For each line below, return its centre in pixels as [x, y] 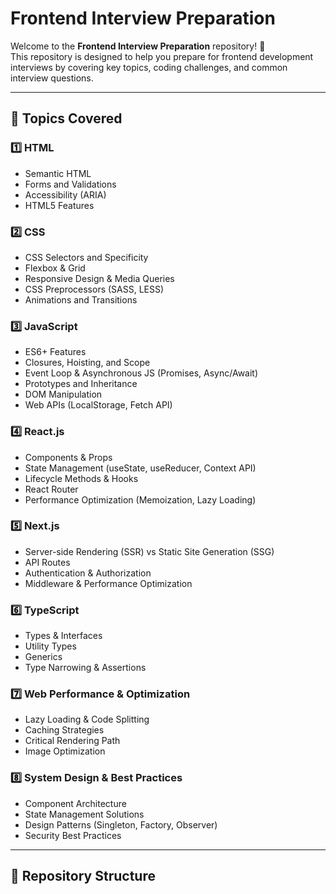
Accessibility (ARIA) [65, 194]
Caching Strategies [64, 730]
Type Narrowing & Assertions [85, 668]
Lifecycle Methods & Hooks [81, 478]
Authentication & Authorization [88, 573]
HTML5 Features [59, 205]
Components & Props [68, 457]
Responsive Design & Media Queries [99, 278]
